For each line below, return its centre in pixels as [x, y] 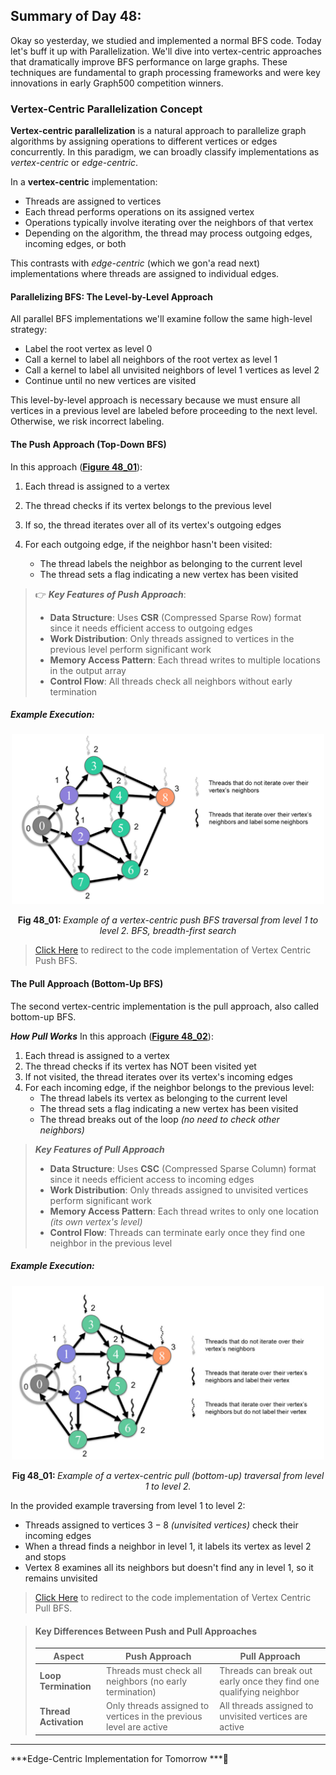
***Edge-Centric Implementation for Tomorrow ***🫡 [119, 1758]
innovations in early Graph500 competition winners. [117, 83]
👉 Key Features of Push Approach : [110, 594]
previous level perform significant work [130, 649]
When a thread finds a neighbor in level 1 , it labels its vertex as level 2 [168, 1546]
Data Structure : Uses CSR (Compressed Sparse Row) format [175, 617]
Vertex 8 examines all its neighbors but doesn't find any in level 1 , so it [169, 1567]
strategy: [29, 330]
